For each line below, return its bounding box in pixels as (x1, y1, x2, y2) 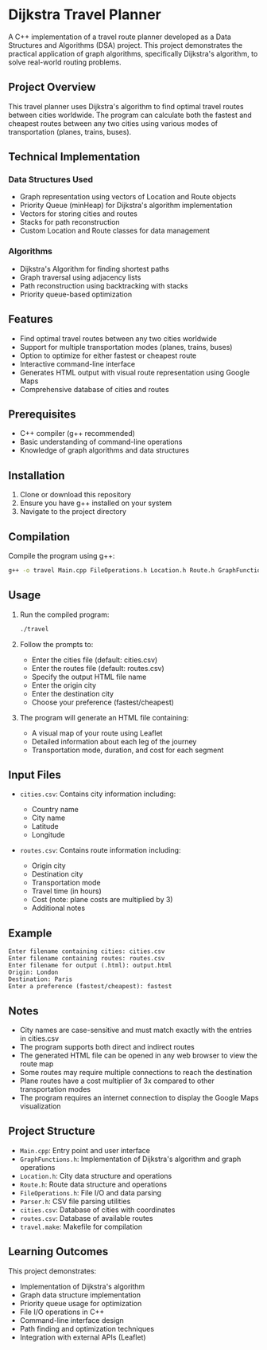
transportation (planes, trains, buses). (8, 127, 132, 136)
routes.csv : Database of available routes (19, 1213, 153, 1222)
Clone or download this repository (19, 490, 132, 500)
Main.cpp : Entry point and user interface (19, 1145, 151, 1155)
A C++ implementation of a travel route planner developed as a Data (8, 32, 232, 41)
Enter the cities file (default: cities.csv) (31, 655, 158, 665)
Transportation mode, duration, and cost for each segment (31, 745, 224, 755)
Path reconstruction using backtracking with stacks (19, 281, 188, 290)
